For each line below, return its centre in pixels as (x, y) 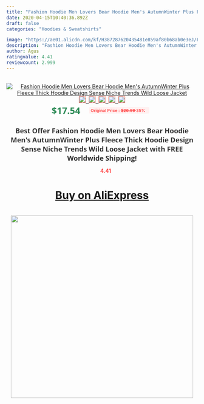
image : (15, 40)
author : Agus (23, 51)
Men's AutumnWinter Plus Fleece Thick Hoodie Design (102, 140)
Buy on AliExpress (102, 196)
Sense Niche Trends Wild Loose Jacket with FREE (102, 149)
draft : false (23, 23)
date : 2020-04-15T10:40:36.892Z (47, 18)
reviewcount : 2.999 (31, 62)
